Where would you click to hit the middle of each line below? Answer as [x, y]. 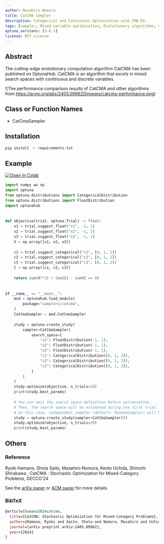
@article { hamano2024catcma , [34, 512]
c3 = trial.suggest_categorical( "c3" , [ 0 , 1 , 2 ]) [65, 262]
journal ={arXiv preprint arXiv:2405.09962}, [55, 527]
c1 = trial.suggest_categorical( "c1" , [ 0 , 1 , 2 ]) [65, 252]
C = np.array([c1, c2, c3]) [42, 268]
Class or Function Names [44, 109]
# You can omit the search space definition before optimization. [83, 402]
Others [16, 443]
